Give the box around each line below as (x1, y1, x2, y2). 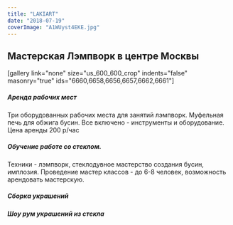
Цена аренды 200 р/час (7, 126, 80, 135)
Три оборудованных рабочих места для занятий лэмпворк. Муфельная (7, 111, 224, 120)
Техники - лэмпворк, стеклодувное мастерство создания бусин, (7, 160, 204, 169)
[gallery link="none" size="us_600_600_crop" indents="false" (7, 69, 188, 78)
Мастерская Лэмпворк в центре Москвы (7, 50, 200, 62)
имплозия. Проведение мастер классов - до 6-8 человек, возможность (7, 168, 227, 177)
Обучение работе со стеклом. (7, 142, 102, 150)
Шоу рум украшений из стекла (7, 209, 104, 218)
